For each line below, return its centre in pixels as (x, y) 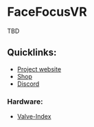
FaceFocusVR (47, 12)
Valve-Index (34, 117)
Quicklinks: (32, 53)
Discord (28, 84)
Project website (39, 69)
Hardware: (25, 102)
